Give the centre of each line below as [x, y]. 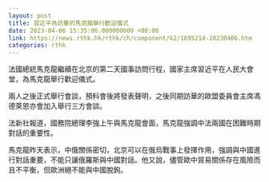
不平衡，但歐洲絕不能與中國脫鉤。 [71, 170]
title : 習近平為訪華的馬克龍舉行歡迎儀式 [69, 23]
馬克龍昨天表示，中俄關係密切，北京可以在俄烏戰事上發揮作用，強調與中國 [131, 150]
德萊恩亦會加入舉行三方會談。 [57, 106]
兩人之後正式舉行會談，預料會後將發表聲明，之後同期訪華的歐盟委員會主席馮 [134, 96]
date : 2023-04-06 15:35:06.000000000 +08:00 [84, 30]
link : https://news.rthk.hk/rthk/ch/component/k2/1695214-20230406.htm [130, 38]
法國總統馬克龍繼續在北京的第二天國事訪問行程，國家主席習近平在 [117, 69]
